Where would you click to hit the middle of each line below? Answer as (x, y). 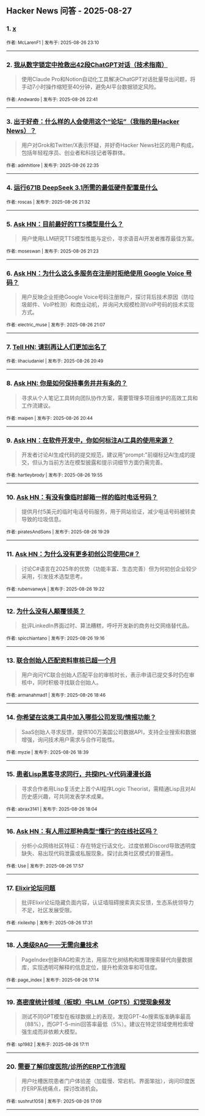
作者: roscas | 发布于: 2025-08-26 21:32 (48, 202)
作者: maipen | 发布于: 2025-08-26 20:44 (50, 418)
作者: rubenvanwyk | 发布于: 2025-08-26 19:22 (56, 589)
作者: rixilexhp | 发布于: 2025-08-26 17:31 (49, 923)
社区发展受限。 (56, 910)
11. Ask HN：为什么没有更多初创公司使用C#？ (73, 554)
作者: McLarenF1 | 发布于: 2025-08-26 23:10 (53, 42)
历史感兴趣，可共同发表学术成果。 (64, 796)
